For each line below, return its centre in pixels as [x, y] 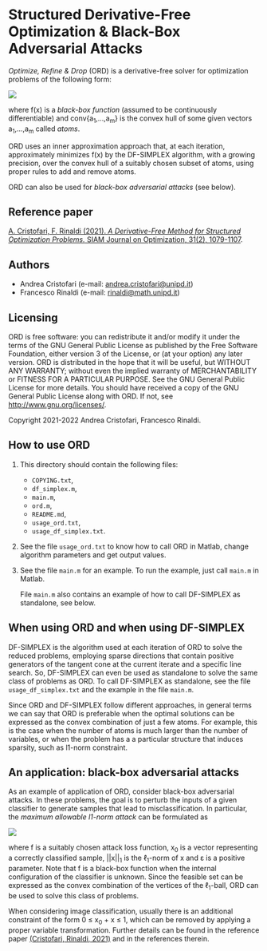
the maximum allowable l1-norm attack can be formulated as [108, 817]
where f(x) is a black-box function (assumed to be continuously [113, 109]
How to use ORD [49, 445]
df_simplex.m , [54, 488]
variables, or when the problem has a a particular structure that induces [126, 739]
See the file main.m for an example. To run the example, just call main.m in [139, 570]
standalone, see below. [57, 602]
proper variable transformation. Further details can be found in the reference [134, 930]
